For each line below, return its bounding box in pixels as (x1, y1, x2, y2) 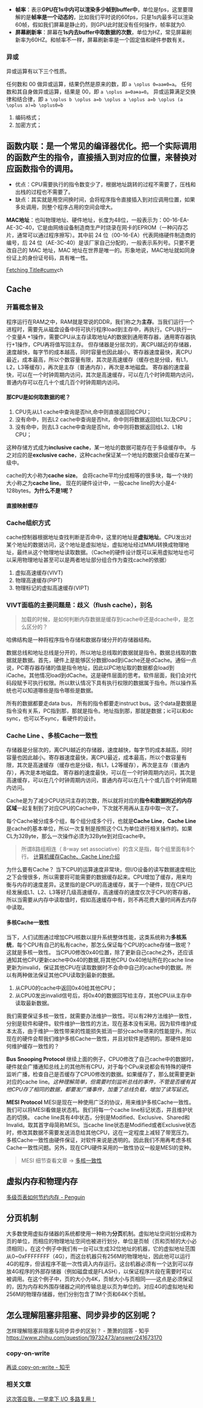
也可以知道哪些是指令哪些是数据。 (11, 687, 97, 694)
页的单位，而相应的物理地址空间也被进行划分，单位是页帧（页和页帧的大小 (6, 1238, 192, 1245)
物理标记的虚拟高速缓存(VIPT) (14, 584, 89, 591)
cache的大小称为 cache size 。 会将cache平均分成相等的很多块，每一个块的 (6, 472, 193, 479)
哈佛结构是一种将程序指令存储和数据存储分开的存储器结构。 (6, 636, 155, 644)
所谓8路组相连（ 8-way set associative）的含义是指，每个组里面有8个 (21, 845, 195, 853)
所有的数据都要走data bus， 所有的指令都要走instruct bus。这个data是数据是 (6, 699, 197, 707)
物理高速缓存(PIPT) (14, 577, 63, 584)
